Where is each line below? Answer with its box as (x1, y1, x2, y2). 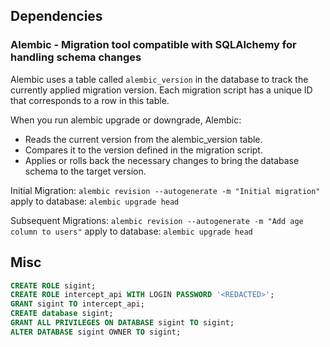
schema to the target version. (24, 165, 147, 177)
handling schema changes (10, 50, 142, 64)
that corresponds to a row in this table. (10, 94, 170, 106)
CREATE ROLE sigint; (10, 280, 97, 291)
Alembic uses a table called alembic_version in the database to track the (10, 73, 309, 85)
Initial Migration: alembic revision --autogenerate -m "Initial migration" (10, 184, 321, 196)
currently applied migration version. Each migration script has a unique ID (10, 84, 313, 96)
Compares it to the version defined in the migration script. (24, 144, 263, 156)
